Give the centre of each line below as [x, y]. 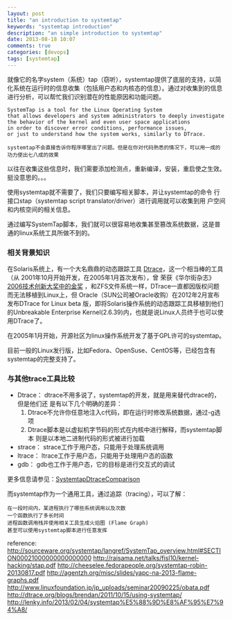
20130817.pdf [26, 573]
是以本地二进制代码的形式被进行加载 [93, 438]
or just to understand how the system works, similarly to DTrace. [107, 134]
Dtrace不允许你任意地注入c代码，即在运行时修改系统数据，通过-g [121, 413]
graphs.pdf [23, 580]
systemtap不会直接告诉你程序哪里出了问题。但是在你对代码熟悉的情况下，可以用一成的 [114, 147]
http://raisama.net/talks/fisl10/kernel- [146, 558]
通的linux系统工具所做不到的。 [50, 232]
